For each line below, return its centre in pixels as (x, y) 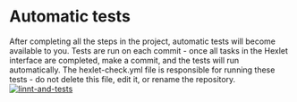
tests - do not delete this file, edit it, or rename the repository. (123, 79)
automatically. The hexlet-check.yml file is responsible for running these (142, 70)
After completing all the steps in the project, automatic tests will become (142, 41)
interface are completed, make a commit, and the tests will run (124, 60)
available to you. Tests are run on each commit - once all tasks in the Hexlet (149, 50)
